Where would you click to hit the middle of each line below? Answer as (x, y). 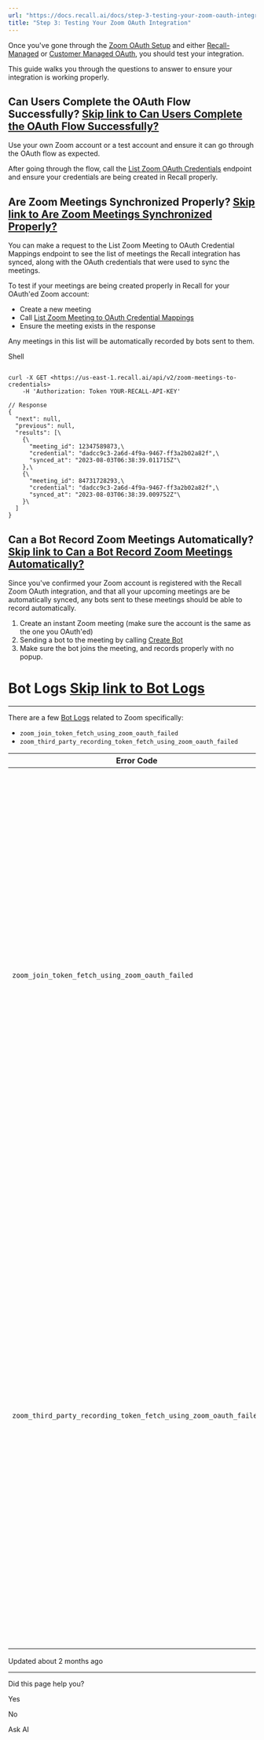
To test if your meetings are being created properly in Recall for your (119, 286)
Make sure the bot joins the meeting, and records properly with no (126, 648)
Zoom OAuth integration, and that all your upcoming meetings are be (119, 591)
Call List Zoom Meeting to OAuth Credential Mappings (106, 318)
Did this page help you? (46, 1683)
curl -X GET (27, 378)
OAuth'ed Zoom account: (49, 294)
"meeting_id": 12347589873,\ (77, 447)
